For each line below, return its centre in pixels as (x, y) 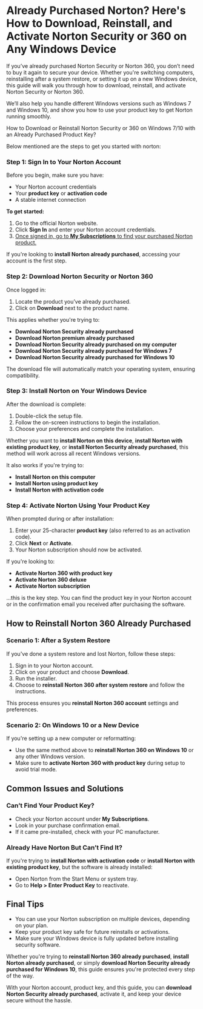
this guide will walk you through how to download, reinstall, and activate (96, 85)
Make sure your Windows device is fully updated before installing (97, 938)
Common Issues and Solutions (65, 788)
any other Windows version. (50, 757)
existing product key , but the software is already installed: (79, 867)
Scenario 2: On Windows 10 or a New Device (73, 725)
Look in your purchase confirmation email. (68, 825)
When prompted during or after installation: (60, 519)
